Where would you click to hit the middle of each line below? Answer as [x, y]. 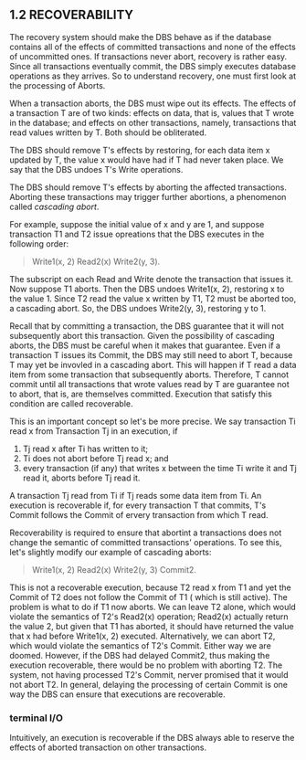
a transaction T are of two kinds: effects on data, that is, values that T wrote [152, 112]
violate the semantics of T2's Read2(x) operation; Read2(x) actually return [149, 617]
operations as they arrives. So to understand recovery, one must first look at [153, 76]
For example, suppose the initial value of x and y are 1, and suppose [137, 224]
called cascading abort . [54, 206]
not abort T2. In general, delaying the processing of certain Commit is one [149, 684]
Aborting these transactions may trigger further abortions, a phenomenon [148, 196]
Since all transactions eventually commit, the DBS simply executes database [153, 66]
